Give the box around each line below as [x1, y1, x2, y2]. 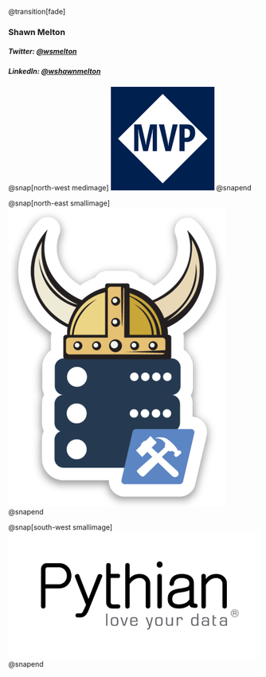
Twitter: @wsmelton [8, 46, 77, 56]
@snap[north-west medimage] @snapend [8, 183, 252, 193]
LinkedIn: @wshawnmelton [8, 66, 101, 76]
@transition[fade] [8, 7, 66, 16]
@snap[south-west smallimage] [8, 522, 113, 532]
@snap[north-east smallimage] [8, 198, 110, 208]
